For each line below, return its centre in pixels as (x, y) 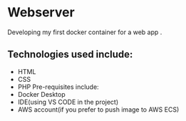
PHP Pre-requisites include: (58, 87)
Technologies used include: (70, 54)
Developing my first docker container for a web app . (85, 32)
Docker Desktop (41, 94)
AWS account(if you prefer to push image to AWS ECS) (98, 109)
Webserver (41, 12)
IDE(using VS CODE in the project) (68, 102)
